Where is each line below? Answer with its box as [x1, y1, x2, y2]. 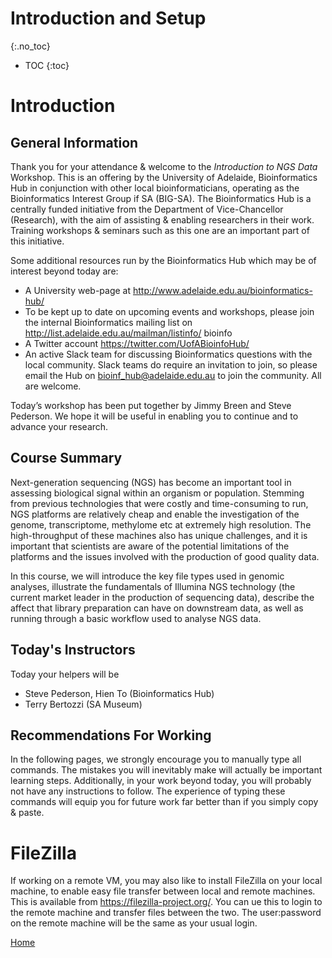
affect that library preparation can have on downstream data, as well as [10, 602, 304, 614]
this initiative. [10, 235, 65, 247]
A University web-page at [24, 284, 132, 296]
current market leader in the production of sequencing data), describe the [10, 591, 315, 603]
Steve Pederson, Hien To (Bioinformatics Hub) [24, 687, 215, 699]
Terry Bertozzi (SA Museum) [24, 698, 143, 710]
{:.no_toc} [10, 40, 51, 52]
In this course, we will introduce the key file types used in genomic [10, 570, 285, 582]
